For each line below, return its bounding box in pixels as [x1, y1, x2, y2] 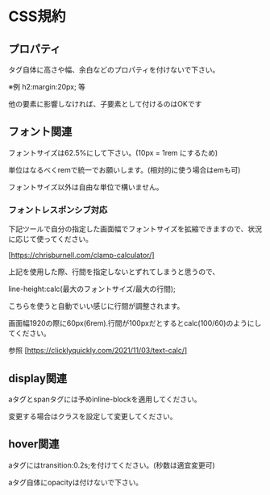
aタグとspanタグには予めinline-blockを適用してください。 [8, 394, 201, 404]
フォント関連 [8, 125, 73, 139]
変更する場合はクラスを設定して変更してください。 [8, 411, 177, 421]
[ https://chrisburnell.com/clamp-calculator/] [8, 251, 155, 260]
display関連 [8, 372, 68, 385]
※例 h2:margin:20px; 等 [8, 82, 86, 91]
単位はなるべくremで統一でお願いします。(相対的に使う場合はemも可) [8, 164, 241, 174]
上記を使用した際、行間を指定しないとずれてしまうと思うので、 [8, 267, 220, 277]
